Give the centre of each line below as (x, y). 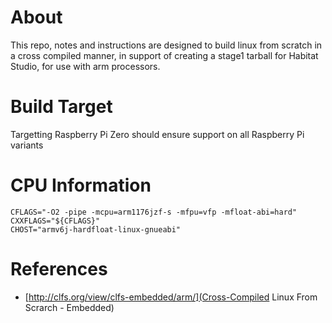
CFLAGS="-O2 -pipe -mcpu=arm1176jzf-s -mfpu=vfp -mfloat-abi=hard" (154, 212)
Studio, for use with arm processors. (85, 66)
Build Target (61, 107)
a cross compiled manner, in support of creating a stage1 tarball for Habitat (164, 55)
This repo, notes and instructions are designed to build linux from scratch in (166, 45)
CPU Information (81, 185)
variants (27, 145)
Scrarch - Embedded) (69, 307)
